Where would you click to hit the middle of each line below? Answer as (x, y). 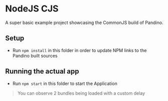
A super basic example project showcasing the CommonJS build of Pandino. (84, 22)
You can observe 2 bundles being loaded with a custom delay (81, 93)
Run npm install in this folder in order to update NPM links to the (79, 50)
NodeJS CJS (32, 9)
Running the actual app (42, 71)
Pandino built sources (35, 55)
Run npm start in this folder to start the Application (65, 83)
